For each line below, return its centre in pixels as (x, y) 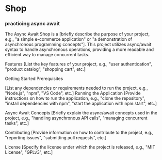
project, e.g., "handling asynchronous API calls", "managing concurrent (76, 118)
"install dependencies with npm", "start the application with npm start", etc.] (81, 104)
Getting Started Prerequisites (34, 79)
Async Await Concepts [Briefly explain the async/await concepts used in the (81, 113)
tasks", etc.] (17, 123)
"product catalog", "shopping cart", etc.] (45, 69)
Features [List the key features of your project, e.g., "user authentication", (79, 64)
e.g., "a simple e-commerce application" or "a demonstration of (69, 39)
